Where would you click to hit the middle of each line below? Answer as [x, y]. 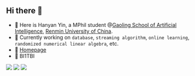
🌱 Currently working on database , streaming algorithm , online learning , [102, 37]
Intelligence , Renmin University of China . [64, 31]
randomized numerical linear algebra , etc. [66, 43]
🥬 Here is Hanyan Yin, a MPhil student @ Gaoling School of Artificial [95, 25]
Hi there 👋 [24, 11]
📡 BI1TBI [25, 56]
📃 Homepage [30, 50]
